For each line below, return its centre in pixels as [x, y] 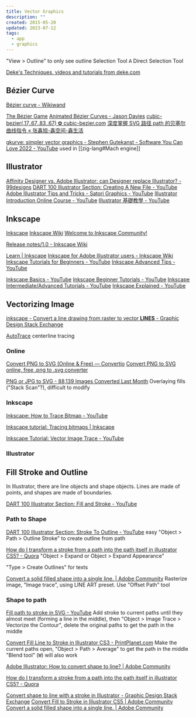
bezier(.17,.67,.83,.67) [31, 123]
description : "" [26, 17]
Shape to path [26, 600]
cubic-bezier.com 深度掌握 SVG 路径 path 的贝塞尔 [125, 123]
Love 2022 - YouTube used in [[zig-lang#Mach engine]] [73, 148]
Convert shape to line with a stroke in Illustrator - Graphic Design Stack [92, 695]
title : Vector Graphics [35, 11]
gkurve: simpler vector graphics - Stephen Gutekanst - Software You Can [94, 142]
